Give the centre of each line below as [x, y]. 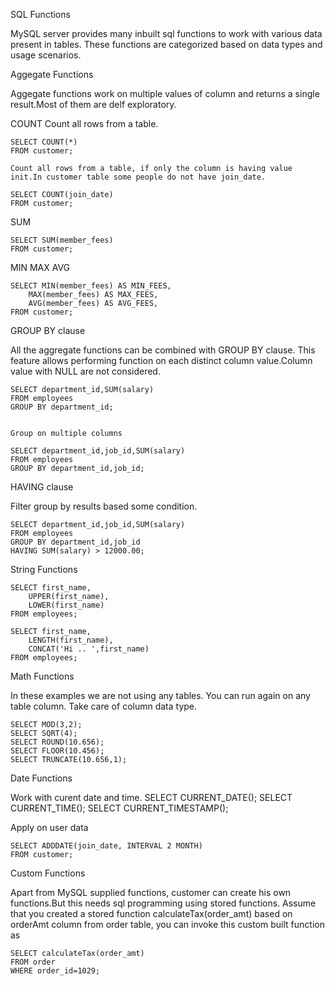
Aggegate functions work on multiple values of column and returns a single [165, 93]
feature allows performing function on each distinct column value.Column [161, 360]
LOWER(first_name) [66, 605]
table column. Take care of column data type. [104, 706]
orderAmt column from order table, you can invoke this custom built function [167, 924]
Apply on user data [49, 827]
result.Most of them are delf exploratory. [93, 104]
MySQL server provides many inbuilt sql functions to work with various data [166, 33]
